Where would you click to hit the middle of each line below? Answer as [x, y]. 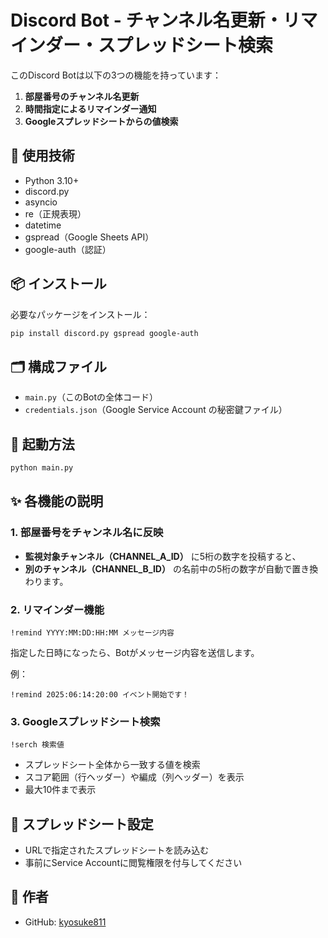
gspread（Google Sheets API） [89, 237]
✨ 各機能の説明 [57, 501]
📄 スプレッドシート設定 [82, 824]
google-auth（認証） [68, 249]
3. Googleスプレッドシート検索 [85, 721]
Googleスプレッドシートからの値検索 [101, 121]
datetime [43, 225]
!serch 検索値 [37, 745]
